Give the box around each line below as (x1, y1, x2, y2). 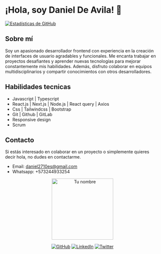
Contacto (5, 136, 34, 144)
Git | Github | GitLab (12, 111, 53, 117)
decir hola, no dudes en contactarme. (5, 154, 81, 160)
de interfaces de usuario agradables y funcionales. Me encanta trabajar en (5, 53, 156, 59)
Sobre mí (5, 35, 33, 43)
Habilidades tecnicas (5, 83, 71, 91)
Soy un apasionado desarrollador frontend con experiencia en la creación (5, 47, 154, 53)
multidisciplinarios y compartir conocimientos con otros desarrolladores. (5, 69, 152, 74)
